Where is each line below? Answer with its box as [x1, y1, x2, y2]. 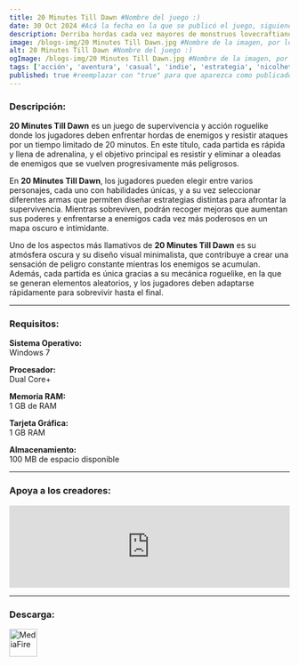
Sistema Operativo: [9, 338, 83, 349]
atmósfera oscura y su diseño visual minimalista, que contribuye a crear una [9, 250, 289, 261]
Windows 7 [9, 348, 51, 358]
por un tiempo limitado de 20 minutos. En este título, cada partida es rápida [9, 140, 286, 150]
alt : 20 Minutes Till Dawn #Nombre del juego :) [9, 46, 193, 55]
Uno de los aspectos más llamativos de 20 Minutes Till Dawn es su [9, 240, 256, 251]
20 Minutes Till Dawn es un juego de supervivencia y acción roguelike [9, 121, 269, 132]
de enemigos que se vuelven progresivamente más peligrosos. [9, 158, 240, 169]
